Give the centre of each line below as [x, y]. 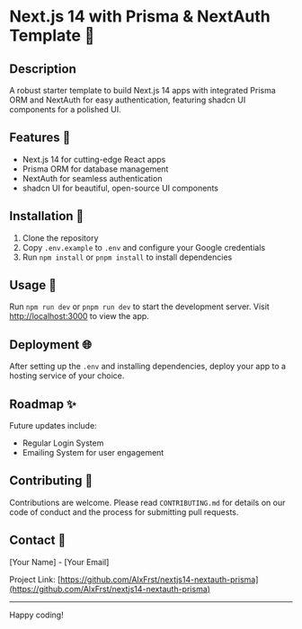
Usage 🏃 [33, 285]
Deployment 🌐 [50, 345]
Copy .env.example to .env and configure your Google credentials [144, 247]
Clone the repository [60, 238]
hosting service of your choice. [67, 376]
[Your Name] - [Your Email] [59, 562]
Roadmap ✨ [43, 404]
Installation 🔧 [47, 216]
